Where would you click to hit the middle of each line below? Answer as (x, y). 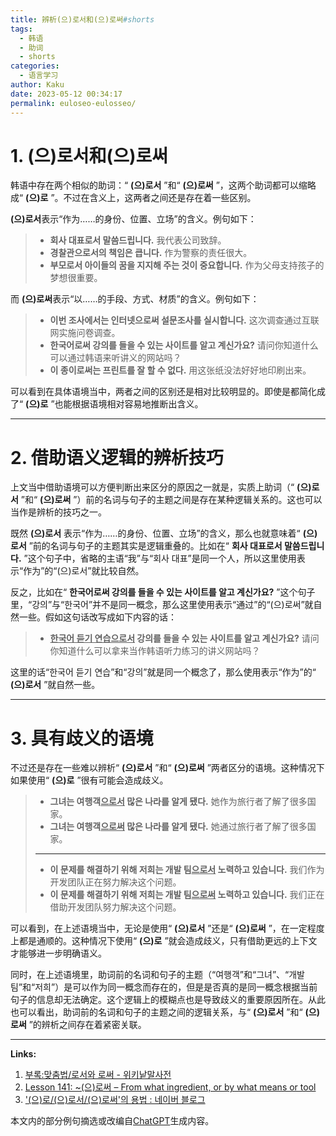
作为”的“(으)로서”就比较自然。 (84, 571)
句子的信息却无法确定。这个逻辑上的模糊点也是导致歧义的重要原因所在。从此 (168, 1000)
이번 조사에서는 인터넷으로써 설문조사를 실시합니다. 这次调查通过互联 (184, 320)
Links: (23, 1054)
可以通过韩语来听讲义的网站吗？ (115, 358)
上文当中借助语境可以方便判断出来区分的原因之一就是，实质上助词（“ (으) (161, 487)
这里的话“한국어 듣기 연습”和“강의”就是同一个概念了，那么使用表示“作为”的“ (163, 672)
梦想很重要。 (76, 278)
